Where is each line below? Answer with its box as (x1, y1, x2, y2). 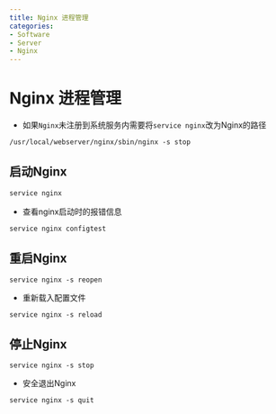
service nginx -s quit (9, 396, 94, 405)
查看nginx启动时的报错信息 (22, 206, 122, 217)
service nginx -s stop (9, 361, 94, 370)
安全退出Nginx (22, 378, 76, 389)
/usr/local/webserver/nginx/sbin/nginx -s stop (9, 138, 191, 147)
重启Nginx (9, 251, 67, 266)
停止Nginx (9, 337, 67, 352)
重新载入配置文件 (22, 292, 86, 302)
